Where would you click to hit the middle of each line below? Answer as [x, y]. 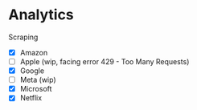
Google [32, 71]
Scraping [23, 37]
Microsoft [36, 89]
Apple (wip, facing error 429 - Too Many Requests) [105, 61]
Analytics [41, 15]
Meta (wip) [38, 80]
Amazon [34, 52]
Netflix [31, 98]
